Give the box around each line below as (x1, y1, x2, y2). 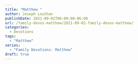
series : (5, 43, 21, 48)
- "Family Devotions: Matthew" (9, 47, 73, 52)
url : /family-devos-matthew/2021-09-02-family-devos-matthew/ (5, 20, 134, 26)
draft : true (5, 51, 29, 57)
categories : (5, 25, 29, 30)
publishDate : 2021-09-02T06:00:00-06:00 (5, 16, 88, 21)
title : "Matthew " (5, 7, 42, 12)
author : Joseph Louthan (5, 12, 53, 16)
